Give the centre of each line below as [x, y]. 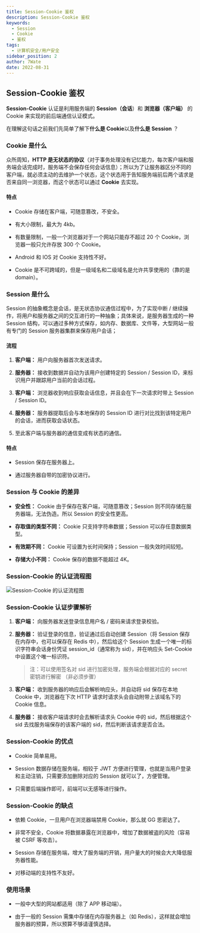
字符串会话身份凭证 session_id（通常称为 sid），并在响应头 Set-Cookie [106, 649]
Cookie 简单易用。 [37, 755]
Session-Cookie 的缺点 [40, 806]
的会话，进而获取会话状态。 [49, 420]
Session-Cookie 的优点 [40, 742]
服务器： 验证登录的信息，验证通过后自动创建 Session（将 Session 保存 [102, 634]
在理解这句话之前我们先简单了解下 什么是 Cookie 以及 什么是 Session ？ [92, 129]
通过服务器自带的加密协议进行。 [54, 475]
